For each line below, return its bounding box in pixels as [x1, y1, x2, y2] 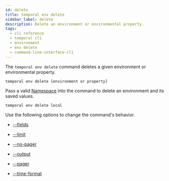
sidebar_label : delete [5, 17, 53, 22]
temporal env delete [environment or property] [5, 79, 108, 84]
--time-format [12, 170, 42, 176]
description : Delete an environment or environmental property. [5, 21, 144, 27]
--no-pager [12, 141, 37, 147]
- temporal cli [10, 36, 42, 41]
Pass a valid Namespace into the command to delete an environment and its [5, 87, 164, 94]
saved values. [5, 93, 35, 99]
